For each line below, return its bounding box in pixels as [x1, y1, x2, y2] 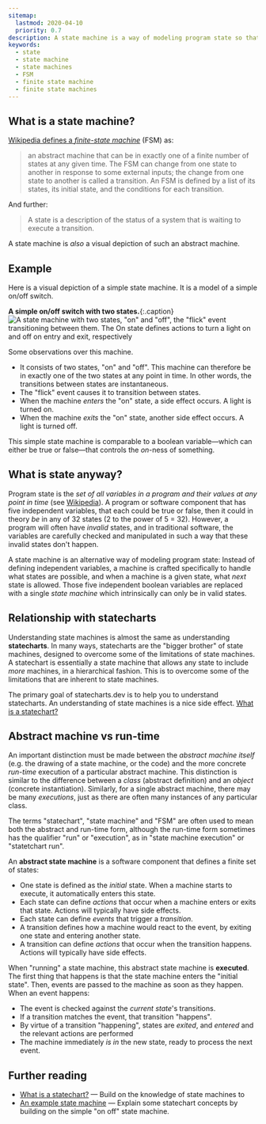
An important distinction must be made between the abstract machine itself [8, 750, 255, 760]
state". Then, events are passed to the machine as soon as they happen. [8, 980, 244, 989]
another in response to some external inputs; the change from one [27, 168, 244, 177]
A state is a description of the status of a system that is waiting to [27, 215, 241, 225]
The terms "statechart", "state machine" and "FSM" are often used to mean [8, 816, 254, 826]
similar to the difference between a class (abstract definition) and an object [8, 776, 254, 785]
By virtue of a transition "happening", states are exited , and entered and [19, 1020, 254, 1030]
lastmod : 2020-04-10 [15, 19, 83, 27]
